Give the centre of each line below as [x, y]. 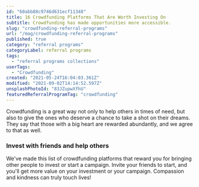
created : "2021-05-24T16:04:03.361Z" [53, 78]
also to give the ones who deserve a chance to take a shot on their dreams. [98, 118]
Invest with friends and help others [58, 145]
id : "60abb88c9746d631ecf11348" [46, 12]
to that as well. [24, 130]
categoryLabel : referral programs [49, 50]
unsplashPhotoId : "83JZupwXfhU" [46, 89]
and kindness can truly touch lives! [49, 178]
